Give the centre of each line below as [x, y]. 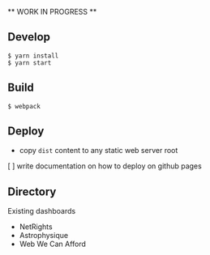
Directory [32, 191]
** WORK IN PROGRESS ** [52, 12]
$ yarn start [30, 63]
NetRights [36, 227]
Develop [29, 37]
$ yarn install [33, 56]
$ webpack [24, 106]
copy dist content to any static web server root [99, 151]
